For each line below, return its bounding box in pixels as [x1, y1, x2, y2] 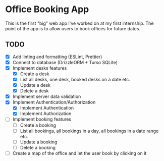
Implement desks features [12, 65, 67, 71]
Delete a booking [20, 144, 56, 150]
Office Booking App [5, 4, 89, 15]
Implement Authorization [20, 111, 72, 117]
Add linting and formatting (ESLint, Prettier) [12, 53, 102, 60]
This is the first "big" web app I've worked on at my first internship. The [5, 20, 154, 26]
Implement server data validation [12, 93, 81, 99]
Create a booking [20, 122, 57, 128]
